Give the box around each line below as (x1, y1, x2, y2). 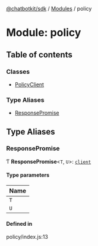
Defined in (6, 220, 33, 227)
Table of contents (6, 49, 72, 60)
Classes (6, 67, 30, 76)
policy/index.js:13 (6, 233, 49, 241)
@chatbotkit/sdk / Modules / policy (6, 5, 92, 12)
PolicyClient (14, 80, 45, 88)
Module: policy (6, 26, 81, 39)
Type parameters (6, 172, 50, 179)
